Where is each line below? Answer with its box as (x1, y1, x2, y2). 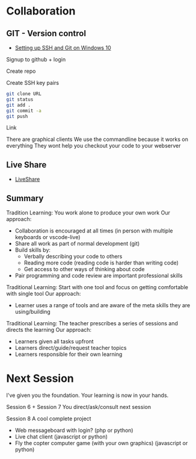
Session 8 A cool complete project (6, 414, 91, 422)
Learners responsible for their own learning (14, 351, 123, 358)
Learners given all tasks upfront (14, 338, 94, 345)
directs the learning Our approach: (6, 326, 92, 333)
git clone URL (6, 91, 42, 97)
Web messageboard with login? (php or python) (14, 426, 133, 434)
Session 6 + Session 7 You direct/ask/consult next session (6, 403, 152, 410)
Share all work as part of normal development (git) (14, 240, 140, 247)
